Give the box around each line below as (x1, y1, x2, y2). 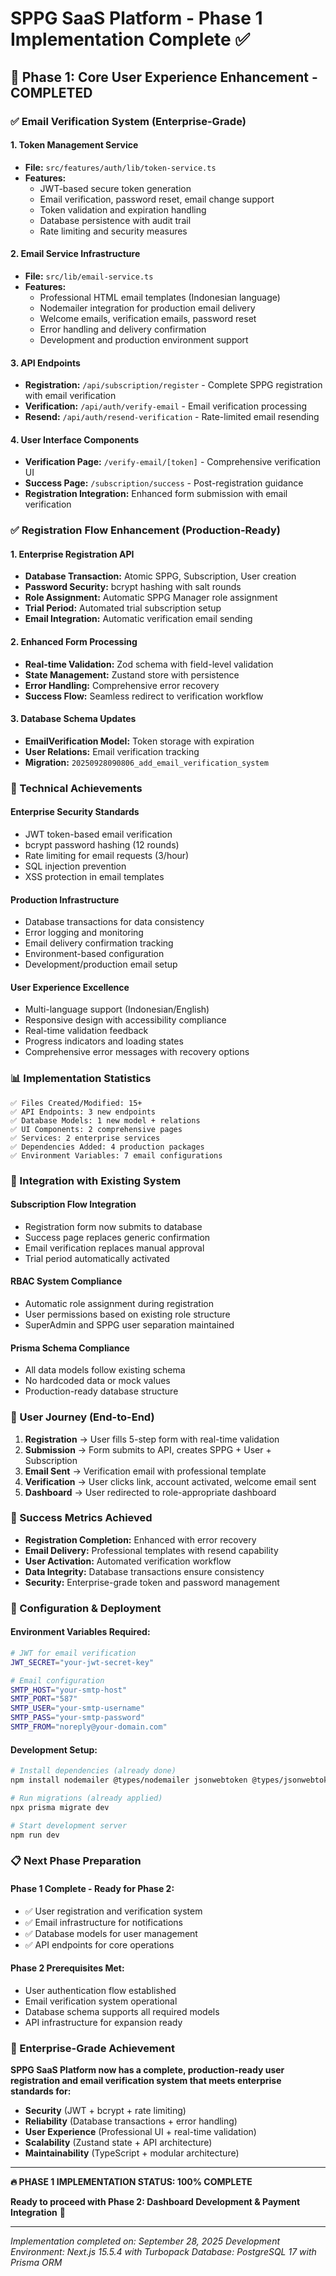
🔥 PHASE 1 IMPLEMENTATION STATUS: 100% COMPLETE (10, 2176, 253, 2187)
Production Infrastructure (10, 893, 120, 906)
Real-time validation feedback (24, 1025, 149, 1037)
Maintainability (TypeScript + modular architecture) (24, 2147, 240, 2159)
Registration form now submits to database (24, 1220, 203, 1232)
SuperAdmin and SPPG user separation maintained (24, 1319, 235, 1331)
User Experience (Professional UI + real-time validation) (24, 2126, 257, 2137)
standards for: (10, 2085, 72, 2097)
